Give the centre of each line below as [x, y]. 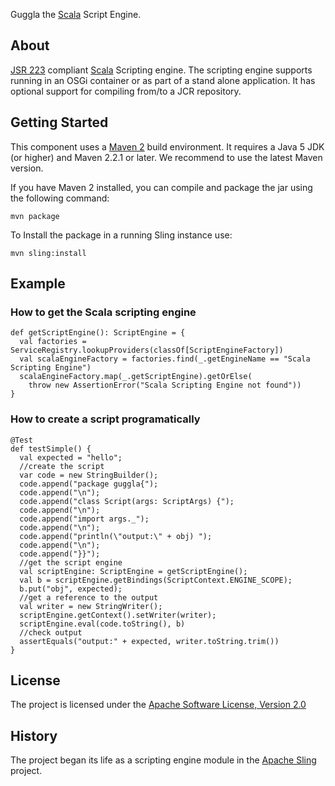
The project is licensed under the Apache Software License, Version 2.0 [158, 705]
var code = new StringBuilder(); [89, 475]
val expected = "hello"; [71, 457]
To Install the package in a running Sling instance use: [121, 235]
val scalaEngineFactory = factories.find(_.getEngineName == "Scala [165, 359]
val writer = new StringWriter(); [91, 606]
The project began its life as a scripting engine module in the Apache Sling [163, 760]
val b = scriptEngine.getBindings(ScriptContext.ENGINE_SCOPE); [156, 580]
